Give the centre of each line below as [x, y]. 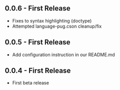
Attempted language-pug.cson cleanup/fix [57, 26]
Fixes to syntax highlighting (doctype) [52, 20]
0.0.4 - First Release [38, 71]
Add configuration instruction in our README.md [64, 54]
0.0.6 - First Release [38, 8]
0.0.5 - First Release [38, 42]
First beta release [31, 83]
